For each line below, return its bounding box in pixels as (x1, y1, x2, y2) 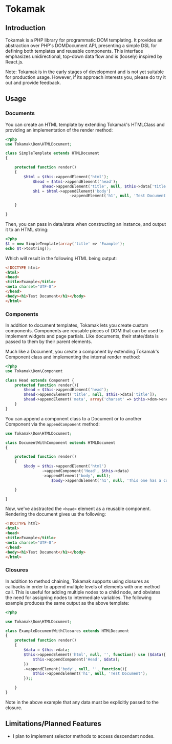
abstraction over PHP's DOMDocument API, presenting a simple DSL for (5, 42, 157, 49)
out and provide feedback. (5, 80, 61, 86)
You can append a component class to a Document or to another (5, 415, 142, 421)
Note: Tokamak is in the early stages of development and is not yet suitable (5, 69, 164, 75)
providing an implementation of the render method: (5, 126, 113, 133)
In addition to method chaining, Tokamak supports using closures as (5, 578, 149, 584)
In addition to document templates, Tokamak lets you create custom (5, 322, 148, 328)
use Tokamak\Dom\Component (5, 368, 63, 374)
